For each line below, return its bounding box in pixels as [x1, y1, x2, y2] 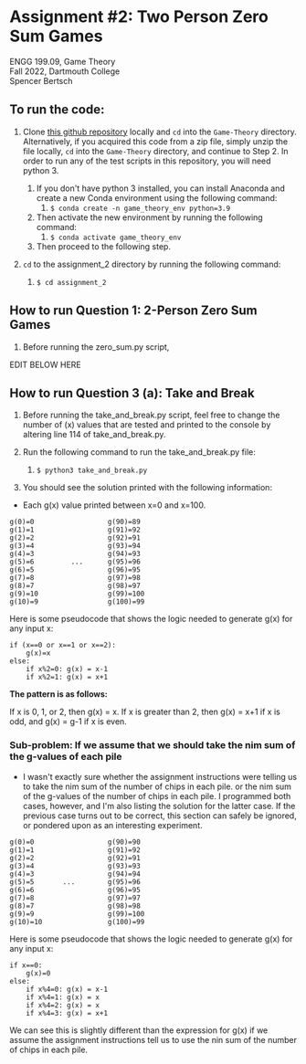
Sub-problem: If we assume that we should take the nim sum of [9, 739, 296, 752]
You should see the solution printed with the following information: [22, 482, 272, 493]
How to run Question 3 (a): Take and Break [9, 385, 255, 401]
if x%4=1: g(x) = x [26, 993, 100, 1002]
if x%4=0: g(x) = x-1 [26, 985, 108, 994]
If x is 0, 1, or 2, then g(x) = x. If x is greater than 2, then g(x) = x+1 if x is [9, 706, 280, 718]
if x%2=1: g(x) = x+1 [26, 673, 108, 682]
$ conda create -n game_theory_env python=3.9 [49, 204, 231, 213]
